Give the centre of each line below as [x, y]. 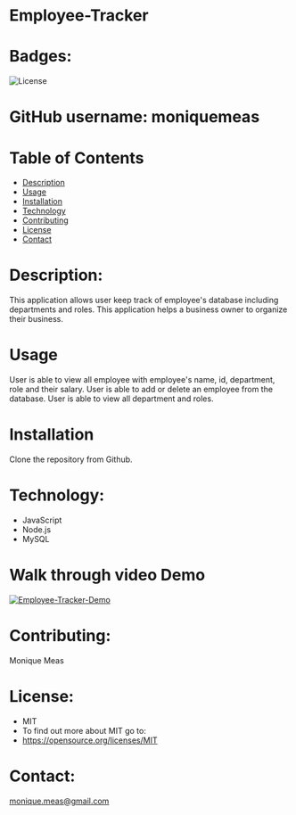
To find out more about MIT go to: [84, 730]
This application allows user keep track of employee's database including [144, 300]
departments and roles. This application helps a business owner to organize [148, 309]
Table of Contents [77, 158]
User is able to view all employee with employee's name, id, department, [142, 380]
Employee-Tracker [79, 16]
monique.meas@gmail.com [59, 801]
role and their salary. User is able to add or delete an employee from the [141, 390]
